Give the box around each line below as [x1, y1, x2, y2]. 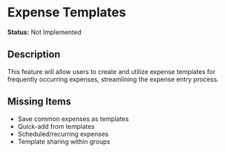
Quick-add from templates [17, 122, 95, 130]
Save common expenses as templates [17, 115, 129, 123]
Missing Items [7, 95, 71, 107]
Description [7, 48, 60, 60]
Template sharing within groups [17, 137, 111, 146]
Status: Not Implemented [7, 28, 82, 36]
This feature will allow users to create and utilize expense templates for [7, 67, 215, 75]
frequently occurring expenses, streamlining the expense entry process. [7, 75, 219, 83]
